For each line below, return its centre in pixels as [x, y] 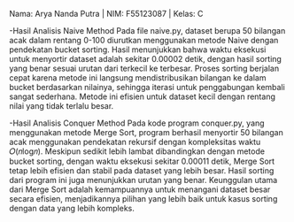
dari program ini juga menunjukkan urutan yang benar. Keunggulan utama [143, 180]
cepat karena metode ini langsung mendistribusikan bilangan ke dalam [138, 78]
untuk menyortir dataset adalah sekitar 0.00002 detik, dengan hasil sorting [145, 59]
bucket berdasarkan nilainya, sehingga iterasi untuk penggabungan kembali [147, 87]
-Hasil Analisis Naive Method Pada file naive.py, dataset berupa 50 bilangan [147, 31]
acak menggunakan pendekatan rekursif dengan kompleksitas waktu [135, 142]
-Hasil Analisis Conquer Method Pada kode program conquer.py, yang [137, 123]
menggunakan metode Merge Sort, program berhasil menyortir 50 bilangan [146, 132]
